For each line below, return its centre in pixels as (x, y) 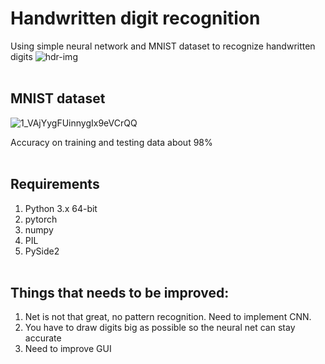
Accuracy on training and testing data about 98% (111, 142)
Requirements (55, 184)
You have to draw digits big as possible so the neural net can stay (160, 328)
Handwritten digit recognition (135, 18)
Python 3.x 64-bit (61, 208)
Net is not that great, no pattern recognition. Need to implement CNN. (168, 317)
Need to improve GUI (68, 349)
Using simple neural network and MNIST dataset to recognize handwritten (163, 46)
